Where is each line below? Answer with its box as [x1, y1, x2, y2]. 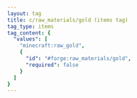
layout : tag [7, 10, 42, 17]
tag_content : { [7, 29, 51, 37]
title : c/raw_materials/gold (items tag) [7, 17, 129, 23]
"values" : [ [13, 36, 48, 43]
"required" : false [25, 61, 79, 68]
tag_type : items [7, 23, 54, 30]
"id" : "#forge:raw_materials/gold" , [25, 55, 131, 62]
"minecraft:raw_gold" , [19, 42, 85, 49]
